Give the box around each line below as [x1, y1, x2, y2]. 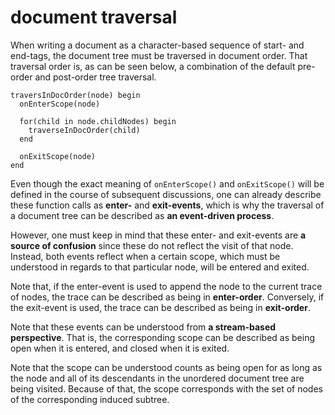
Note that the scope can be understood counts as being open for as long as [10, 361, 323, 373]
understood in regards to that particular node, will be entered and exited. [10, 261, 310, 273]
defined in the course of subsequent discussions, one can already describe [10, 188, 322, 200]
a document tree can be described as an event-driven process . [10, 209, 275, 221]
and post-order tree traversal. [34, 71, 157, 83]
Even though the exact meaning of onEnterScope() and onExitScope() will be [10, 177, 325, 190]
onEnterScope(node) [19, 99, 101, 109]
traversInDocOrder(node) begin [10, 90, 141, 100]
